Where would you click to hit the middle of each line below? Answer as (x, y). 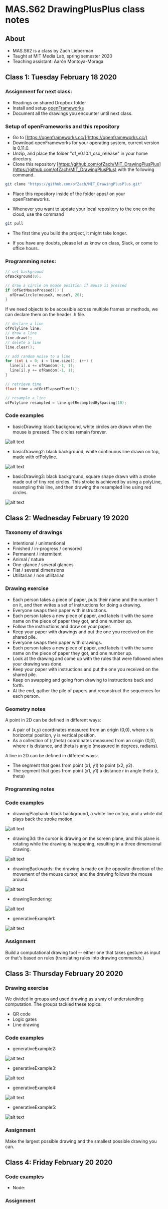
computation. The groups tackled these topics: (53, 1004)
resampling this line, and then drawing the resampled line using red (82, 487)
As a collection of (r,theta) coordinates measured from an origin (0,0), (84, 740)
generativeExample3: (34, 1068)
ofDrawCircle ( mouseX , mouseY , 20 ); (47, 295)
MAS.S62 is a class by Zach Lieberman (53, 51)
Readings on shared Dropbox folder (49, 102)
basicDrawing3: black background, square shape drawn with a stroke (84, 476)
